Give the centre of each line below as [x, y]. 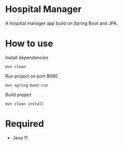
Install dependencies [27, 57]
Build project [18, 95]
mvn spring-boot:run [27, 85]
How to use [29, 44]
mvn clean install [24, 104]
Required [25, 124]
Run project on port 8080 [32, 76]
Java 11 [20, 137]
